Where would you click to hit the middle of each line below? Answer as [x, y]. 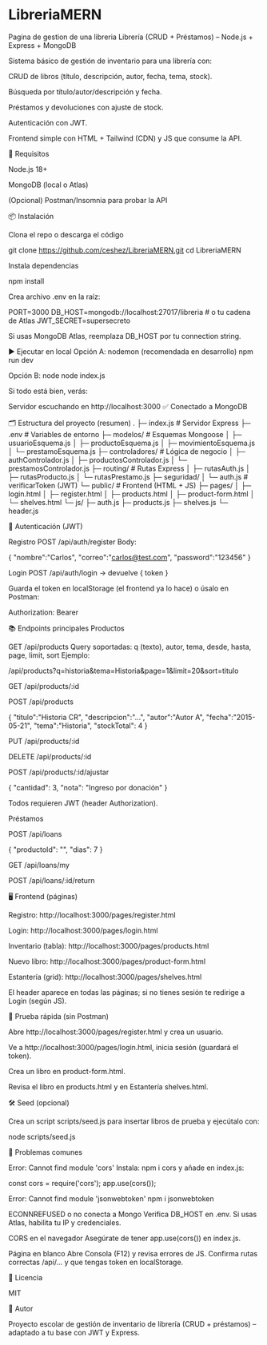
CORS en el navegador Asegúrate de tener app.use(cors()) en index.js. [125, 1238]
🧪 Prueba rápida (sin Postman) [59, 1016]
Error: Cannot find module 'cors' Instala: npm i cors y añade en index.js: [126, 1168]
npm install [26, 281]
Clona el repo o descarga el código [66, 234]
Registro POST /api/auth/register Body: [73, 542]
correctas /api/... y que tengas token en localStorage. [96, 1262]
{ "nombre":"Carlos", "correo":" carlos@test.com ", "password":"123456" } [130, 557]
